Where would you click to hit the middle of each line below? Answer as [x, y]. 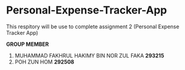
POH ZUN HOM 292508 [44, 62]
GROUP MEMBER [28, 44]
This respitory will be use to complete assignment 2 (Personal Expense [93, 26]
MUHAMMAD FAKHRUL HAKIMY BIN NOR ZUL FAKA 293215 [89, 55]
